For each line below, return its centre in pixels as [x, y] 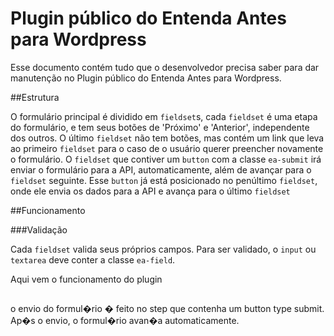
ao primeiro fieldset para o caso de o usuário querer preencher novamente [167, 148]
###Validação [39, 229]
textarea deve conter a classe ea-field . [93, 259]
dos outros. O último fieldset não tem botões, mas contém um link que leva [167, 138]
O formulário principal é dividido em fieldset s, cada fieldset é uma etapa [164, 116]
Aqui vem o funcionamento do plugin [86, 279]
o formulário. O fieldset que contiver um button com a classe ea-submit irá [166, 159]
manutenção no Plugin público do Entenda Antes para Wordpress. [146, 78]
